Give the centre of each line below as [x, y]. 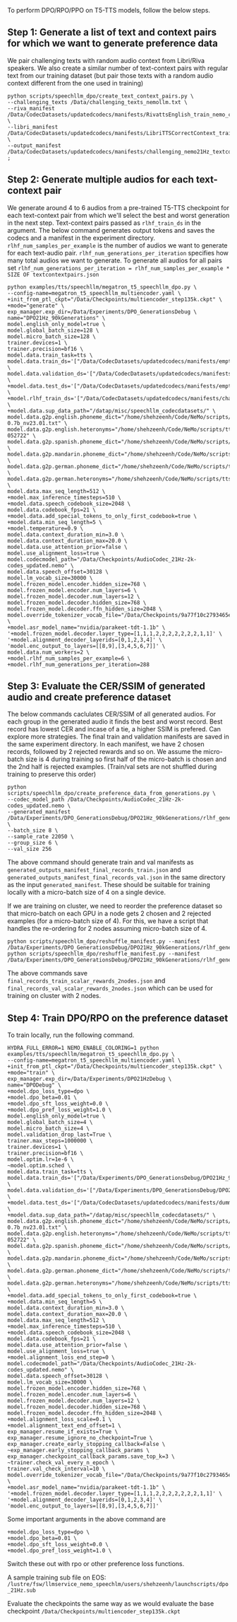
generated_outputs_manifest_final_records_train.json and [94, 870]
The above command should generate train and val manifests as [101, 862]
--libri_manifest [33, 127]
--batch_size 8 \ [33, 830]
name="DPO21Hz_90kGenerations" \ [56, 318]
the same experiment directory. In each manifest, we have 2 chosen [106, 744]
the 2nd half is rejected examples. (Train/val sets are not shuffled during [112, 767]
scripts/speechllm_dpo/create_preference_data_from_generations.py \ [112, 794]
